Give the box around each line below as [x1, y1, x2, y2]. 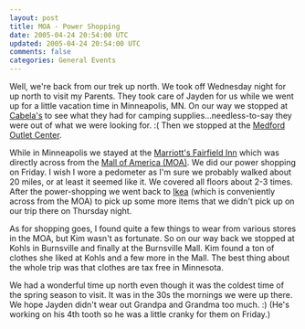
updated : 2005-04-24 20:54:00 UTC [9, 38, 142, 48]
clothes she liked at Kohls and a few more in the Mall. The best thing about [9, 252, 290, 263]
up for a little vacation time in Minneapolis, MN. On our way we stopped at [9, 101, 289, 111]
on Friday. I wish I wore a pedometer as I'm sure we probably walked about [9, 166, 292, 177]
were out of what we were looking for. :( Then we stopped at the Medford [9, 120, 286, 131]
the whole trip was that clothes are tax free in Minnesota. [9, 262, 224, 272]
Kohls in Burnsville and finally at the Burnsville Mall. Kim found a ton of [9, 243, 275, 253]
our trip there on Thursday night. [9, 206, 132, 216]
